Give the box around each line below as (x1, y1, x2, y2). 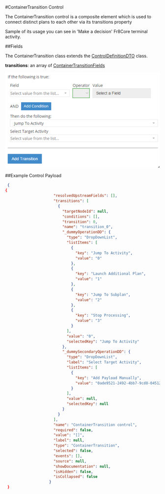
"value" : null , (66, 396, 98, 401)
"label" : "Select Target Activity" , (66, 360, 141, 365)
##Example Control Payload (5, 173, 62, 179)
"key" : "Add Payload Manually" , (75, 375, 141, 380)
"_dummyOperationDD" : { (62, 229, 111, 235)
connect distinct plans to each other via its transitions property (5, 19, 132, 25)
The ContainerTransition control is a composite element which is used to (5, 14, 151, 19)
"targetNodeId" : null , (62, 209, 109, 214)
